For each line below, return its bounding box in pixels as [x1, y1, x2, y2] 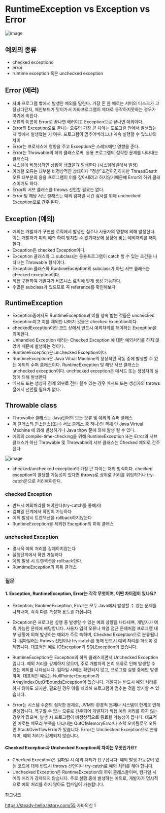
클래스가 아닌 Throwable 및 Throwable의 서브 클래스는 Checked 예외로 [12, 440, 151, 445]
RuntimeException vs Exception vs [5, 3, 150, 15]
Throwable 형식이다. [25, 259, 66, 265]
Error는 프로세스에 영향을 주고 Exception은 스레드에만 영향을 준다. [12, 143, 140, 149]
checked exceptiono [12, 59, 54, 65]
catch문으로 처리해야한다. [12, 478, 63, 484]
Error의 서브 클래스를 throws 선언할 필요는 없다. [12, 186, 105, 192]
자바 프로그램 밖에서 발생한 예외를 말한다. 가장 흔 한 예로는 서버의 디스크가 [12, 100, 154, 106]
